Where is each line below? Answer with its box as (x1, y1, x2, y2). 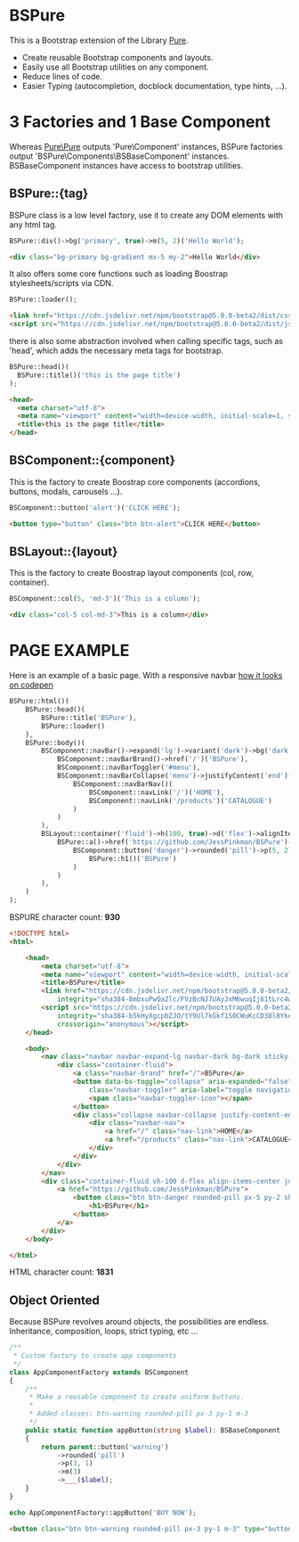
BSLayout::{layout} (9, 545, 118, 560)
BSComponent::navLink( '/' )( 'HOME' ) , (88, 788, 225, 797)
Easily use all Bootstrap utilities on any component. (21, 62, 209, 72)
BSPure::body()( (25, 738, 86, 747)
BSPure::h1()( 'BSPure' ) (88, 854, 177, 863)
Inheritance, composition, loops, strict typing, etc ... (9, 1325, 198, 1337)
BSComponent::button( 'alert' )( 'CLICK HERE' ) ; (9, 503, 181, 513)
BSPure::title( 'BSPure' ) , (41, 713, 138, 722)
